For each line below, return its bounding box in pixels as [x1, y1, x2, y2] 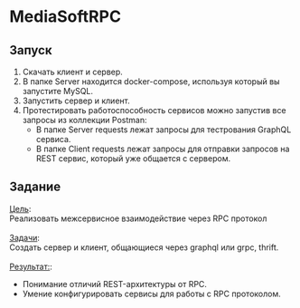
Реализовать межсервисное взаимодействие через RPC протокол [9, 213, 267, 224]
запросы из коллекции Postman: [22, 115, 147, 125]
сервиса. [35, 134, 71, 144]
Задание [9, 179, 61, 195]
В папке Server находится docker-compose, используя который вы [22, 76, 280, 87]
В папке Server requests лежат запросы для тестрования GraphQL [35, 124, 292, 135]
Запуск [9, 43, 52, 58]
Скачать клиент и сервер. [22, 66, 124, 77]
